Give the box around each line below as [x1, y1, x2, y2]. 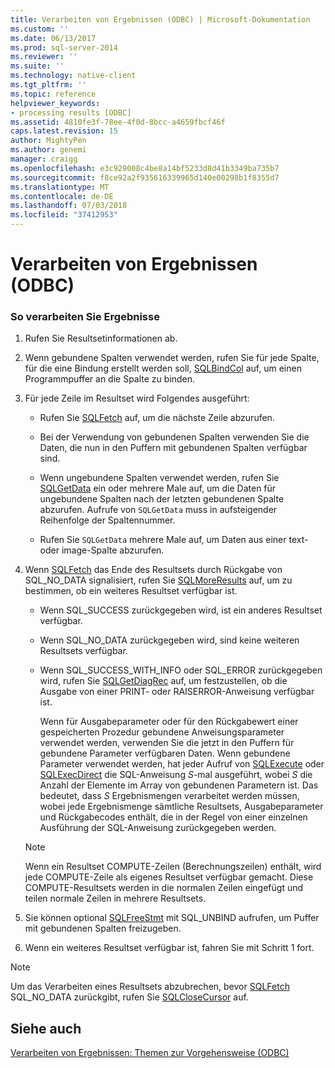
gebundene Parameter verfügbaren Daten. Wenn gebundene [39, 747, 291, 760]
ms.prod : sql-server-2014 [10, 42, 118, 53]
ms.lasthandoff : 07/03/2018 [10, 201, 128, 211]
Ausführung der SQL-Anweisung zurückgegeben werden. [39, 822, 277, 834]
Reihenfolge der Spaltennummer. [39, 514, 176, 526]
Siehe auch [10, 1020, 82, 1037]
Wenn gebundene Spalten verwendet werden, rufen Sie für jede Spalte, [24, 352, 320, 364]
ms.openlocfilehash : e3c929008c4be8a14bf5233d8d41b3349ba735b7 [10, 163, 280, 173]
